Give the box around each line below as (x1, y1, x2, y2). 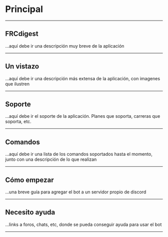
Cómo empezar (5, 175, 54, 184)
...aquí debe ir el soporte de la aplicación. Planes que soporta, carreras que (5, 113, 160, 119)
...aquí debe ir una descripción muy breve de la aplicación (5, 43, 124, 49)
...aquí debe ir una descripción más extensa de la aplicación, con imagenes (5, 75, 160, 81)
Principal (5, 4, 43, 15)
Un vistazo (5, 62, 39, 71)
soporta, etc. (5, 119, 31, 125)
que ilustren (5, 81, 30, 87)
